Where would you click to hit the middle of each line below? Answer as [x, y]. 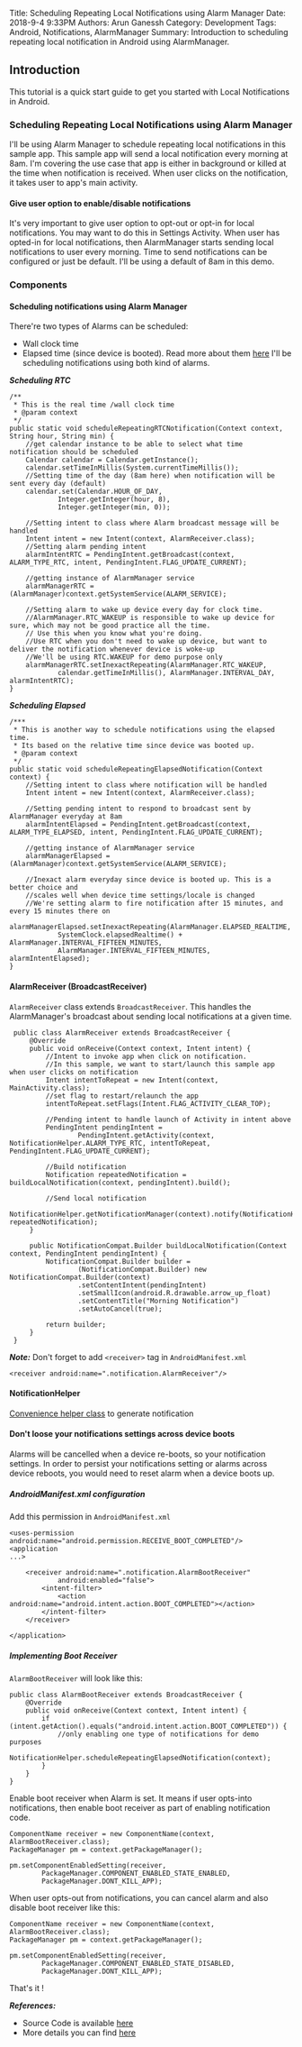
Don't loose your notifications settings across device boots [122, 1434]
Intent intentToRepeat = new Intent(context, [132, 1080]
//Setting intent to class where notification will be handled [147, 785]
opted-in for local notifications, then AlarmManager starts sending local [142, 242]
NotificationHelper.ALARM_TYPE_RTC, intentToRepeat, [110, 1143]
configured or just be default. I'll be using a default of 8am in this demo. [142, 261]
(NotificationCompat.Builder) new [142, 1269]
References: [33, 2006]
